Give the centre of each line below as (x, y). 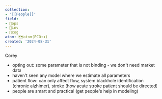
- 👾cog (12, 32)
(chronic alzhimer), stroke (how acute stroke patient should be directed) (85, 86)
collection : (17, 10)
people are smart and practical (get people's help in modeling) (75, 91)
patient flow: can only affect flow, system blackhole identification (78, 80)
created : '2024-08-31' (28, 42)
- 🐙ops (12, 23)
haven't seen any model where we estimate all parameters (71, 75)
